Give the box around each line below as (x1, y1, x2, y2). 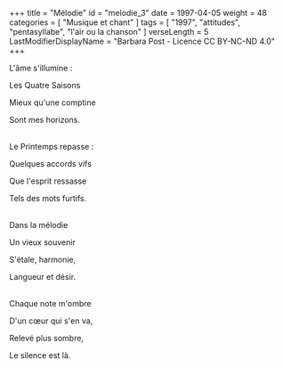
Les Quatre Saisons (9, 80, 81, 90)
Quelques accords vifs (9, 159, 92, 168)
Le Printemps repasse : (9, 142, 94, 151)
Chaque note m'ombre (9, 298, 92, 308)
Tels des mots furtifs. (9, 193, 87, 203)
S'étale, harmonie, (9, 254, 77, 265)
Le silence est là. (9, 350, 71, 360)
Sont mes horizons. (9, 115, 81, 125)
